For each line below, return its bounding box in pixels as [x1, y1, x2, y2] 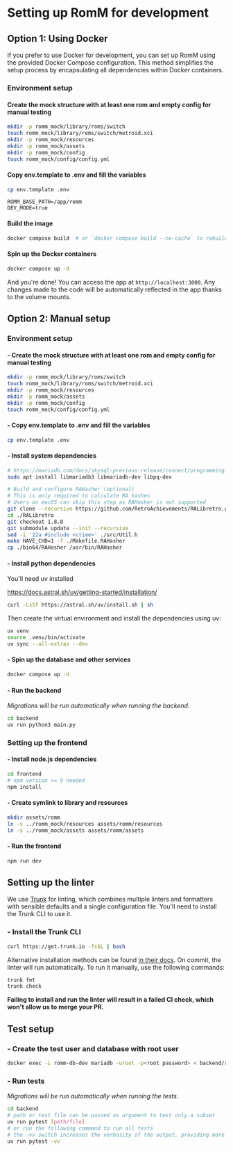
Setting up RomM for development [7, 5, 209, 21]
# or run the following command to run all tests [7, 1125, 154, 1132]
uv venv [7, 627, 30, 634]
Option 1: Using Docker [7, 33, 109, 45]
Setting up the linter [7, 877, 95, 888]
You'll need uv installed [7, 575, 74, 583]
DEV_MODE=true [7, 205, 49, 211]
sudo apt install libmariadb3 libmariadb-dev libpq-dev [7, 473, 172, 481]
